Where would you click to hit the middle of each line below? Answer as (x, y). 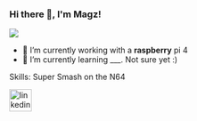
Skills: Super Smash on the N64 (67, 77)
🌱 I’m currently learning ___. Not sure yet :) (100, 60)
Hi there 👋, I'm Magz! (55, 14)
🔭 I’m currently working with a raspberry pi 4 (105, 50)
